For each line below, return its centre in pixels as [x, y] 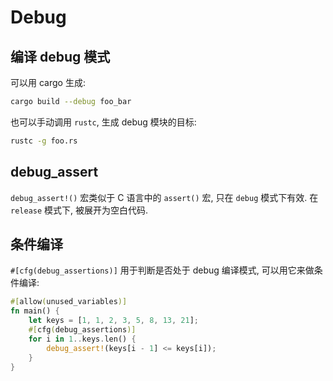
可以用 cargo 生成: [48, 82]
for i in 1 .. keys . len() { [82, 339]
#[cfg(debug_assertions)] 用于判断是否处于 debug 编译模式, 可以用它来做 [162, 270]
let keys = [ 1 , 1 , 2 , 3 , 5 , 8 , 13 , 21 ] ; [114, 321]
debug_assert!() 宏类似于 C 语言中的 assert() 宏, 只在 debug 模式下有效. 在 [164, 197]
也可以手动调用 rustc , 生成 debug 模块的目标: [103, 122]
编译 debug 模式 [60, 56]
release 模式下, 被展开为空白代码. [79, 210]
